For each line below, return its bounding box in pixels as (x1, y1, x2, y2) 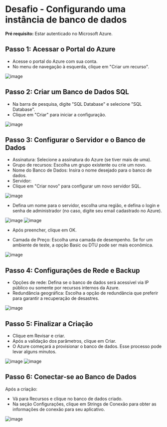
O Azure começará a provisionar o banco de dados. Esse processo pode (12, 343, 162, 349)
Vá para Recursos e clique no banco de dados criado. (12, 396, 123, 402)
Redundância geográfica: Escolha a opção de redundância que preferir (12, 290, 159, 296)
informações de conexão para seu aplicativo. (12, 406, 105, 412)
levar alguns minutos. (12, 349, 57, 355)
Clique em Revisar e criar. (12, 333, 65, 339)
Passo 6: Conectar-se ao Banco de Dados (5, 373, 137, 381)
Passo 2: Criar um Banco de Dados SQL (5, 88, 130, 96)
